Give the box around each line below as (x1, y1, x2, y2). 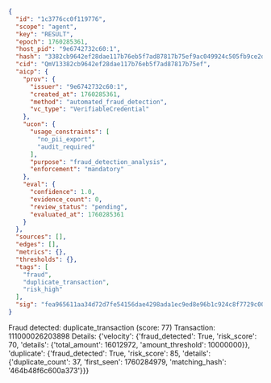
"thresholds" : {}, (15, 255, 78, 263)
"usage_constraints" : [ (29, 128, 110, 136)
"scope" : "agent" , (15, 23, 78, 31)
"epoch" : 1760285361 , (15, 37, 89, 46)
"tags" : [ (15, 263, 48, 271)
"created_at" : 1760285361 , (29, 90, 121, 99)
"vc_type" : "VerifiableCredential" (29, 105, 150, 113)
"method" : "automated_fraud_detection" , (29, 98, 168, 106)
